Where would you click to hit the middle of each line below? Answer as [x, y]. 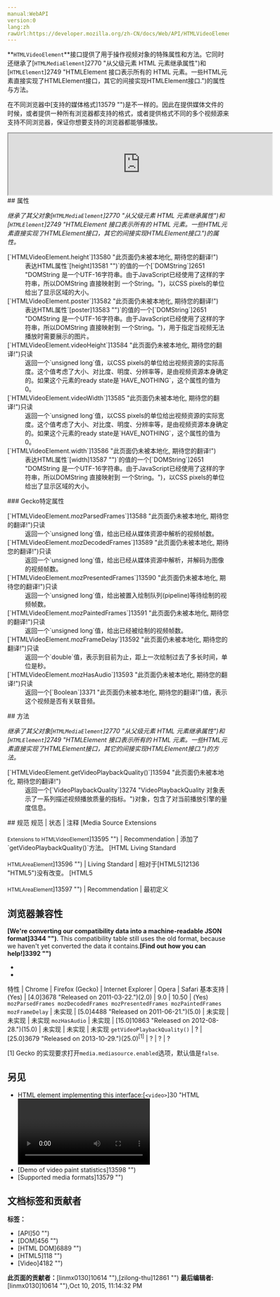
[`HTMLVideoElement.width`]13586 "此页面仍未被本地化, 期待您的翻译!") [112, 451]
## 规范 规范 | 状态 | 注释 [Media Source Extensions [82, 823]
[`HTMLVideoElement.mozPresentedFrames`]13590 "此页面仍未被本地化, [113, 578]
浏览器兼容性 [35, 914]
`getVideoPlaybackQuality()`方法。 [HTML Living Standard [92, 848]
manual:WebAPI [28, 14]
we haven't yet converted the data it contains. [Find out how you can [107, 946]
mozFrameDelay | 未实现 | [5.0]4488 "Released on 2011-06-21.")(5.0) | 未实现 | [118, 1012]
